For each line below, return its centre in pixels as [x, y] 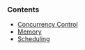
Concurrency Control [47, 25]
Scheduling [33, 39]
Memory [29, 32]
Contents [23, 10]
